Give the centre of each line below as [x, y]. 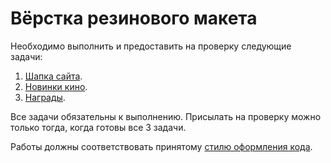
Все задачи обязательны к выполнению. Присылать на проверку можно [166, 116]
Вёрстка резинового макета [134, 18]
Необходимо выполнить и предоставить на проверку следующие [151, 46]
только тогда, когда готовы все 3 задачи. [98, 127]
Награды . [45, 97]
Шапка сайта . [53, 76]
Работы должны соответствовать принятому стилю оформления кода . [161, 146]
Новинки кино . [56, 86]
